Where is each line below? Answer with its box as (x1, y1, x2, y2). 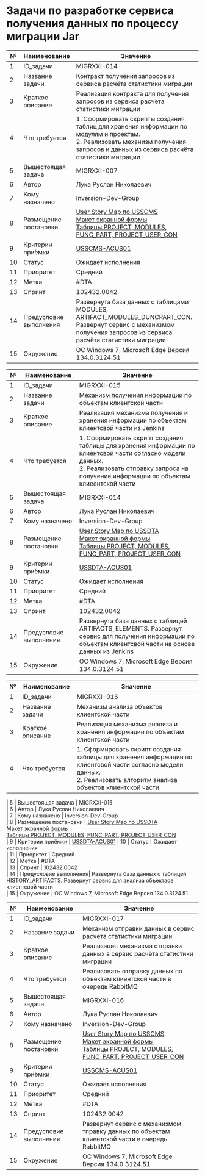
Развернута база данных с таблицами (76, 297, 189, 306)
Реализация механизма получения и (79, 408, 188, 417)
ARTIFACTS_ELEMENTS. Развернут (79, 624, 182, 633)
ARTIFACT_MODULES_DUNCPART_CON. (76, 312, 193, 321)
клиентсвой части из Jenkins (79, 423, 165, 432)
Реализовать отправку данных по (82, 967, 183, 975)
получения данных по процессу (6, 16, 179, 30)
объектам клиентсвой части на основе (79, 639, 195, 648)
